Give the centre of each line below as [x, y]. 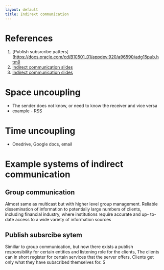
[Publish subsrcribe [32, 52]
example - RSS [27, 111]
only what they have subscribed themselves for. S [55, 262]
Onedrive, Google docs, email [42, 144]
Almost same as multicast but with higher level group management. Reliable [82, 204]
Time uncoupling [40, 131]
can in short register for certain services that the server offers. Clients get [80, 257]
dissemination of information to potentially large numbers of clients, [73, 209]
